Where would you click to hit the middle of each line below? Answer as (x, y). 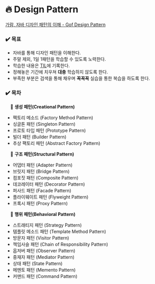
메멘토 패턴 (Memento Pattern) (44, 270)
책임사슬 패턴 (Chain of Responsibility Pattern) (60, 244)
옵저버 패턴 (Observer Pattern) (44, 250)
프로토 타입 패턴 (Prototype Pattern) (49, 130)
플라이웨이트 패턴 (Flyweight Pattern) (50, 197)
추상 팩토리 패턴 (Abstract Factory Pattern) (56, 143)
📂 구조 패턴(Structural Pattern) (42, 154)
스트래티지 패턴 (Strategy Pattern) (47, 225)
